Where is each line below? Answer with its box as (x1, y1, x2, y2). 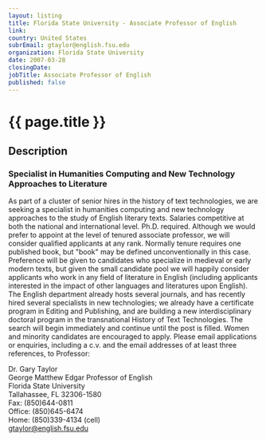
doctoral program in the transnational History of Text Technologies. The (8, 315, 243, 325)
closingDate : (8, 64, 52, 72)
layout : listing (8, 11, 62, 20)
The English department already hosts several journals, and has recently (8, 289, 245, 299)
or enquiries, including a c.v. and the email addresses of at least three (8, 341, 237, 350)
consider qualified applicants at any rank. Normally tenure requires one (8, 238, 241, 248)
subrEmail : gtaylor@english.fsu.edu (8, 41, 130, 49)
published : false (8, 78, 66, 86)
